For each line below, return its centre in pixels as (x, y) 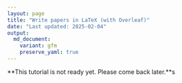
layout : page (26, 13)
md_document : (32, 39)
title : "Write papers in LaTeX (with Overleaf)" (79, 20)
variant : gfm (38, 46)
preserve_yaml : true (49, 53)
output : (18, 33)
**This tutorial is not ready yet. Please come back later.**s (91, 72)
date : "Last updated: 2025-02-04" (57, 26)
